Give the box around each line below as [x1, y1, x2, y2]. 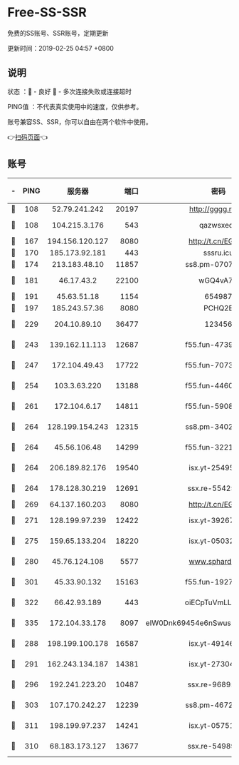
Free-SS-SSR [7, 4, 87, 21]
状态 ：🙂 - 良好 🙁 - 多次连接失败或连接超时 [7, 87, 132, 96]
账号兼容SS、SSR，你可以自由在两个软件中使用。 [7, 117, 152, 126]
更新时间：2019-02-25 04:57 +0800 [7, 44, 114, 52]
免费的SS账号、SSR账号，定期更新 [7, 29, 109, 37]
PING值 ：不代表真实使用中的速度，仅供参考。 [7, 102, 143, 111]
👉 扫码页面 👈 [7, 133, 48, 141]
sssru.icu [203, 248, 234, 258]
